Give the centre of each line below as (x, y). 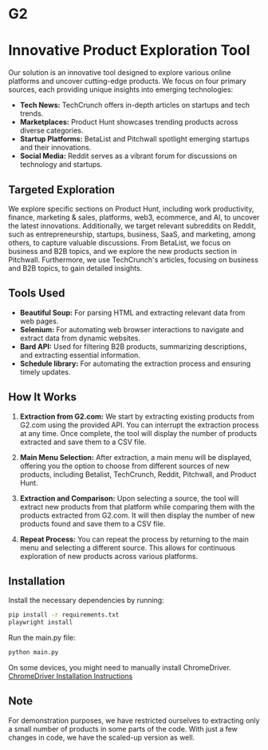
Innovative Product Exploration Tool (129, 51)
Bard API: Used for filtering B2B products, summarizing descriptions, (133, 346)
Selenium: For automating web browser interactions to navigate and (132, 329)
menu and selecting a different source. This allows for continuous (127, 547)
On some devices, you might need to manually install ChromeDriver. (120, 667)
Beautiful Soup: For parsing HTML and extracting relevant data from (132, 312)
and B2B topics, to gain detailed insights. (75, 268)
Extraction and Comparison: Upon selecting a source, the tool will (129, 498)
